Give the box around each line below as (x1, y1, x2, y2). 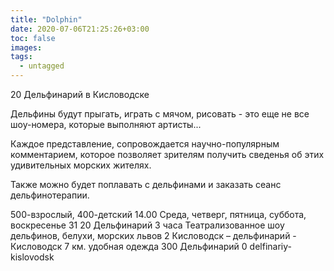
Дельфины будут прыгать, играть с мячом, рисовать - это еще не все (10, 108, 310, 120)
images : (10, 42, 43, 53)
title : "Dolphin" (10, 14, 83, 25)
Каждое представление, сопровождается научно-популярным (10, 138, 280, 150)
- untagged (19, 61, 65, 71)
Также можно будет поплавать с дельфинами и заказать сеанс (10, 179, 282, 190)
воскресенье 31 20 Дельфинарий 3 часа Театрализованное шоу (10, 219, 285, 231)
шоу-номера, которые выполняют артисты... (10, 119, 202, 130)
